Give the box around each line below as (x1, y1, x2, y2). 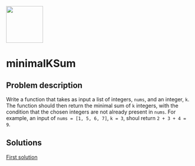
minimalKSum (6, 57, 76, 70)
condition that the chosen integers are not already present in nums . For (6, 108, 176, 115)
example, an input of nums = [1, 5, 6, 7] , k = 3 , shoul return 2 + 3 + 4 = (6, 115, 187, 121)
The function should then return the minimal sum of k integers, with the (6, 102, 179, 109)
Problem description (6, 80, 82, 90)
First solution (6, 153, 38, 161)
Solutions (6, 138, 42, 148)
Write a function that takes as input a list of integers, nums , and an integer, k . (6, 96, 190, 102)
